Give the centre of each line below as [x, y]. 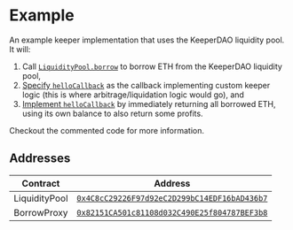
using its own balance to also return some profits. [112, 113]
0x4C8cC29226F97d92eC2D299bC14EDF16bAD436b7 [172, 198]
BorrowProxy [41, 212]
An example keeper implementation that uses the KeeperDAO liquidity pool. [147, 40]
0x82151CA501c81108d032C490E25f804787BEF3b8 [172, 212]
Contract [41, 183]
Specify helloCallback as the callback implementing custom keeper [146, 85]
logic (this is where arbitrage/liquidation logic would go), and [133, 95]
